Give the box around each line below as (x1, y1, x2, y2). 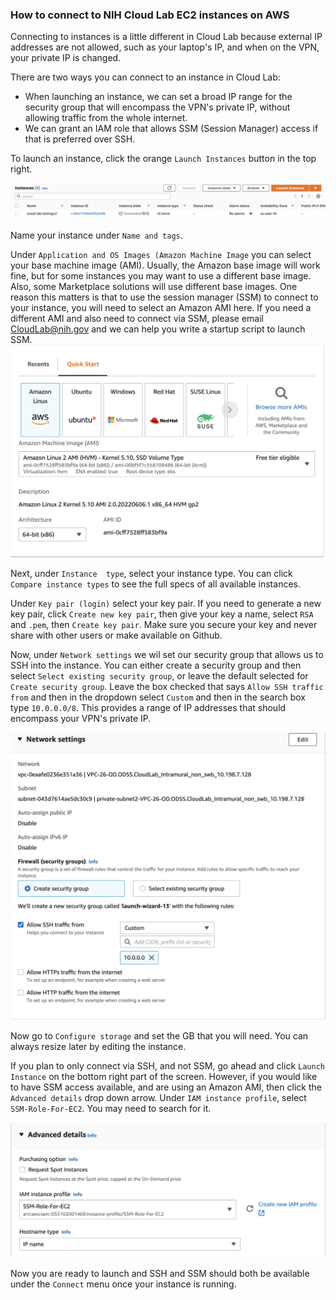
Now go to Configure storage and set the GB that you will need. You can (10, 1029, 309, 1042)
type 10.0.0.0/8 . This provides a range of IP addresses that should (10, 701, 287, 713)
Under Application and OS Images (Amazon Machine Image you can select (10, 248, 312, 260)
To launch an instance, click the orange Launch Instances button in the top (10, 153, 317, 165)
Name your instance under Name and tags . (10, 229, 183, 241)
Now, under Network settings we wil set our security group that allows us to (10, 648, 324, 660)
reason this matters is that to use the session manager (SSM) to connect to (10, 291, 319, 303)
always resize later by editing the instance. (10, 1040, 187, 1052)
